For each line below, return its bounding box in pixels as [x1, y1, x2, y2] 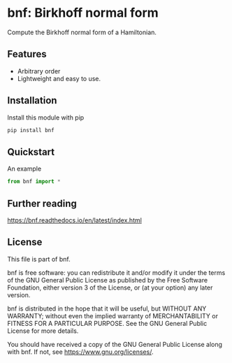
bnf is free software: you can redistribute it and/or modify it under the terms [7, 268, 226, 277]
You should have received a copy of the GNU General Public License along [7, 340, 222, 348]
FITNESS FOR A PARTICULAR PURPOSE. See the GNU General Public [7, 319, 208, 327]
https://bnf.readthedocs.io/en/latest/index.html [7, 215, 142, 225]
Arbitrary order [17, 66, 61, 75]
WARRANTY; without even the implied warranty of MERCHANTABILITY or [7, 311, 219, 320]
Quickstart [7, 145, 55, 158]
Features [7, 48, 47, 60]
